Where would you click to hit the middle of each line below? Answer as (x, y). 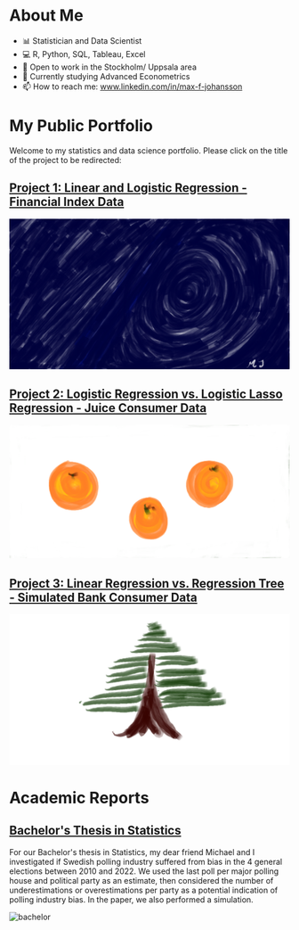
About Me (46, 16)
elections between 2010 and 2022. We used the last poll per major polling (144, 871)
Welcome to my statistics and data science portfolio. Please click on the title (149, 150)
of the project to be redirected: (65, 160)
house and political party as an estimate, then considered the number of (141, 880)
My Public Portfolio (81, 126)
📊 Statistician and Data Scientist (82, 40)
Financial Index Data (67, 202)
